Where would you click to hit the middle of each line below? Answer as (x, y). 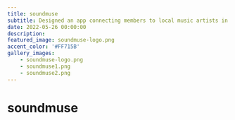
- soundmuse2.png (45, 73)
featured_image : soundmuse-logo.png (61, 40)
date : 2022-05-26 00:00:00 (47, 27)
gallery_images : (31, 54)
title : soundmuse (33, 14)
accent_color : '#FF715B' (44, 47)
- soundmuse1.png (45, 66)
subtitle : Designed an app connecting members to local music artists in (118, 20)
